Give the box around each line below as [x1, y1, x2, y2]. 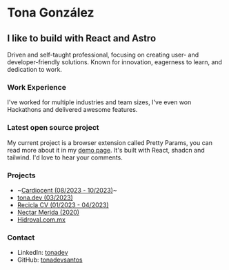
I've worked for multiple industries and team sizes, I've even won [7, 98, 192, 106]
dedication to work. [7, 66, 62, 73]
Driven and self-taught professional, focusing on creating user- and [7, 50, 199, 59]
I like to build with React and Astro [7, 32, 157, 44]
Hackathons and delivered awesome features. [7, 106, 138, 114]
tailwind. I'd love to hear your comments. [7, 153, 123, 162]
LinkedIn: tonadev [17, 249, 68, 257]
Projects [7, 171, 36, 180]
